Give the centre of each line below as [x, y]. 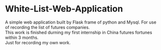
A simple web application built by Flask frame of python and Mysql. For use [81, 22]
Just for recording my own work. [38, 42]
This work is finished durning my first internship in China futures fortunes [79, 32]
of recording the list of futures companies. [48, 27]
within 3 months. [22, 37]
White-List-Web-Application [64, 9]
